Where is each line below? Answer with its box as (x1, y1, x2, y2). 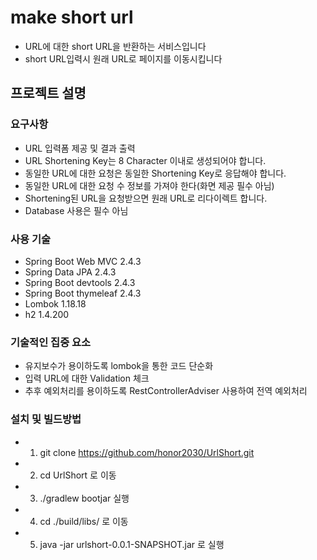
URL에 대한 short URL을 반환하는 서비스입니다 (24, 40, 207, 52)
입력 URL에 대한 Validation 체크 (24, 372, 150, 385)
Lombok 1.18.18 (24, 297, 87, 310)
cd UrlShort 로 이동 (39, 469, 117, 481)
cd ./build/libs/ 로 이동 (39, 515, 129, 527)
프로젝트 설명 (10, 85, 87, 102)
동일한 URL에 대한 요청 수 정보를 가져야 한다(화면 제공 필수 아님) (24, 179, 275, 191)
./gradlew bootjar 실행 (39, 492, 130, 504)
